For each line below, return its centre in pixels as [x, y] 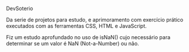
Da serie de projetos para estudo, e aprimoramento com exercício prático [95, 20]
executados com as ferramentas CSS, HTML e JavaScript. [76, 26]
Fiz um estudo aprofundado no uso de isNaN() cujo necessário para [88, 37]
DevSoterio [20, 8]
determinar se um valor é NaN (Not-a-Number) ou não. [72, 44]
